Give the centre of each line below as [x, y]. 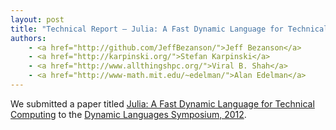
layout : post [37, 19]
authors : [28, 38]
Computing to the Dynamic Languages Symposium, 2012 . [128, 114]
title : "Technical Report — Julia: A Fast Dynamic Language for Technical [169, 29]
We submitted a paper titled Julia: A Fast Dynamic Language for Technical [162, 103]
